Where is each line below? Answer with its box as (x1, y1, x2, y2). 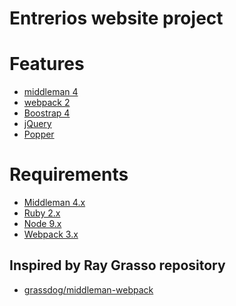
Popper (23, 128, 55, 141)
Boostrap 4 (23, 107, 71, 119)
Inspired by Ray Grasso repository (9, 257, 226, 274)
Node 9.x (23, 218, 62, 230)
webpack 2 (23, 97, 71, 109)
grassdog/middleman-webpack (23, 283, 154, 296)
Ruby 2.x (23, 207, 61, 219)
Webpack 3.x (23, 228, 79, 241)
